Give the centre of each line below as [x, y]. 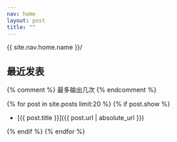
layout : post [26, 21]
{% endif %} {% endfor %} [46, 131]
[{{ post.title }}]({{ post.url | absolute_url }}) [80, 118]
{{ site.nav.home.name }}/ [45, 48]
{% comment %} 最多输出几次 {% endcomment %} [82, 90]
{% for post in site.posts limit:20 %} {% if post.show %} [88, 104]
